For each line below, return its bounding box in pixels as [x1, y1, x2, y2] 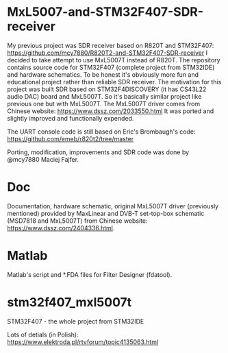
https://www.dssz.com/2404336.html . [7, 223, 115, 232]
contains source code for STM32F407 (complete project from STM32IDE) [7, 63, 215, 71]
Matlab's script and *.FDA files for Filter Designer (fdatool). [7, 270, 173, 278]
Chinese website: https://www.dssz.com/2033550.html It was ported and [7, 107, 214, 115]
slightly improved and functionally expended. [7, 114, 134, 122]
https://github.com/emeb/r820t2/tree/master [7, 134, 134, 143]
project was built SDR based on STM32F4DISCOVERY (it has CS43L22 [7, 85, 207, 93]
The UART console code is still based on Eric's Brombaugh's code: [7, 127, 197, 136]
